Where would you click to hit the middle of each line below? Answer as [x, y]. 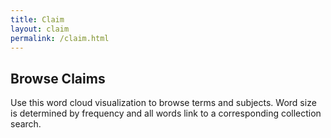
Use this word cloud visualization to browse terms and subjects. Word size [163, 103]
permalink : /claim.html [60, 38]
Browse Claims [58, 78]
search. [26, 124]
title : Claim [37, 19]
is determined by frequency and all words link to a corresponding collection [166, 113]
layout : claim [40, 29]
